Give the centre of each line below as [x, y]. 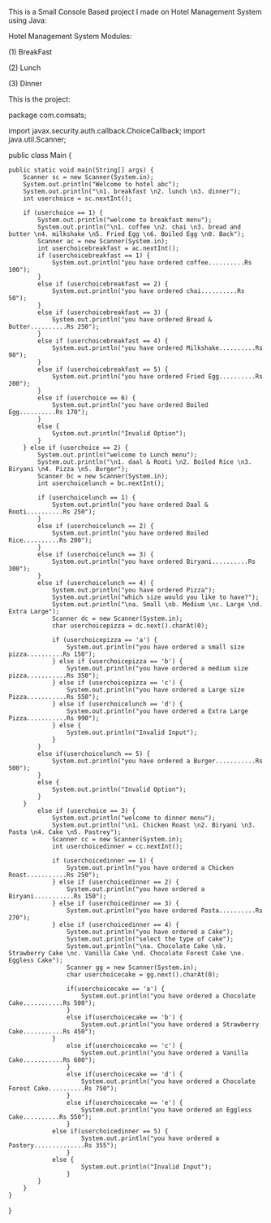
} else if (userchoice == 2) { [76, 448]
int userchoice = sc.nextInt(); [77, 199]
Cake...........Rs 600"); [52, 1060]
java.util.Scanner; [37, 139]
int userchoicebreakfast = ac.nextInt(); [109, 248]
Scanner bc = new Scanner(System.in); [103, 476]
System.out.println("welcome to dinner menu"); [134, 818]
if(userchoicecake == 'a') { [115, 989]
